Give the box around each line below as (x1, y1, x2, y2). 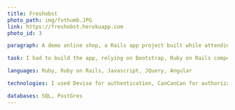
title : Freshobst (7, 10, 58, 17)
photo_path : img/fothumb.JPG (7, 17, 92, 24)
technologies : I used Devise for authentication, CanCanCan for (7, 80, 199, 87)
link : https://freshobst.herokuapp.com (7, 23, 124, 30)
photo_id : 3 (7, 29, 42, 37)
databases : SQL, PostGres (7, 92, 83, 100)
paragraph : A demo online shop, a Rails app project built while (7, 42, 201, 49)
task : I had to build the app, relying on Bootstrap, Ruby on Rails (7, 55, 211, 62)
